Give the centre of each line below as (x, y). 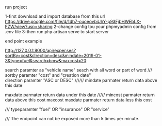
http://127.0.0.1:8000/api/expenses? (40, 50)
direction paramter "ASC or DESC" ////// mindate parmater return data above (81, 80)
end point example (24, 41)
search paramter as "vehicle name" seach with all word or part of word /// (79, 70)
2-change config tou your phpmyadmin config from (105, 27)
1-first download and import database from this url (55, 16)
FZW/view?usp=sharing (29, 27)
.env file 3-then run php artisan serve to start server (57, 32)
